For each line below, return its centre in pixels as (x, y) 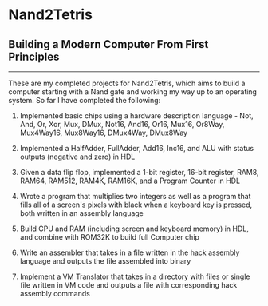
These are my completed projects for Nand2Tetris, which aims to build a (127, 83)
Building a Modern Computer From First (108, 44)
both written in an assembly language (81, 213)
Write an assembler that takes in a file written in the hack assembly (130, 252)
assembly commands (55, 294)
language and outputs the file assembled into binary (105, 261)
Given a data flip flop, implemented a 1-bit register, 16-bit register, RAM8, (139, 172)
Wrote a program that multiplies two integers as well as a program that (135, 196)
